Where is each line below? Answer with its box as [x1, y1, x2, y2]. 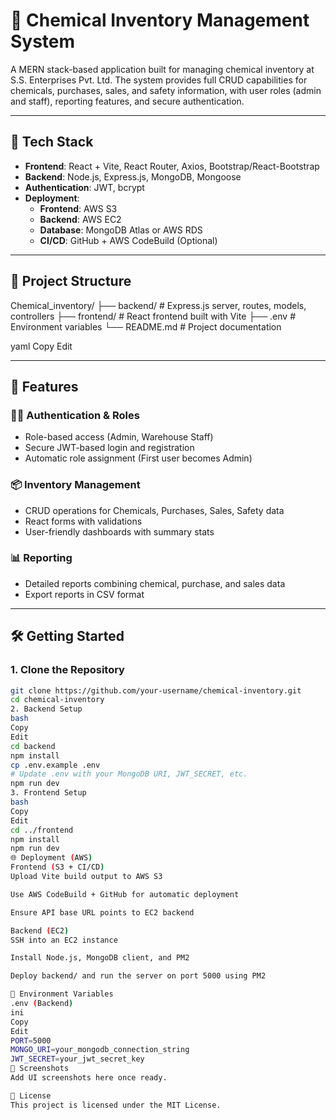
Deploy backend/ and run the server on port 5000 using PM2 [10, 971, 267, 981]
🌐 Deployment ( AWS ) [10, 853, 93, 863]
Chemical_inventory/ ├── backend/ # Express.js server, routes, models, [10, 299, 307, 311]
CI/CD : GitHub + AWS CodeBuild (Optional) [39, 234, 218, 246]
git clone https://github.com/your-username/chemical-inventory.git [10, 685, 302, 696]
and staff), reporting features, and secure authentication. [10, 95, 245, 107]
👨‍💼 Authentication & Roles [10, 408, 140, 422]
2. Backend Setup [10, 704, 83, 714]
